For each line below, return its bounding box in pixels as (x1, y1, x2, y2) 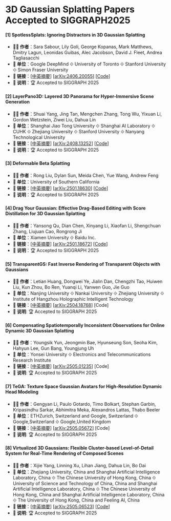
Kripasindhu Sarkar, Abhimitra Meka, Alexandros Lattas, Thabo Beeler (12, 406, 160, 413)
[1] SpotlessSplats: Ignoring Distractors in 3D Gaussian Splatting (5, 32, 145, 38)
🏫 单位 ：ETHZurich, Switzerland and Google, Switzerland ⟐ (12, 412, 138, 419)
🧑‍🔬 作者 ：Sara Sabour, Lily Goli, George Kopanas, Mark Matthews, (12, 44, 153, 50)
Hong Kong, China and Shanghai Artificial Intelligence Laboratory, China (12, 491, 165, 497)
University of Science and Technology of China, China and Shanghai (12, 480, 158, 486)
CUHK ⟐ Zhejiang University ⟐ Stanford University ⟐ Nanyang (12, 128, 145, 134)
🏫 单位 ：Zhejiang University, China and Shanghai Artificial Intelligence (12, 469, 160, 475)
